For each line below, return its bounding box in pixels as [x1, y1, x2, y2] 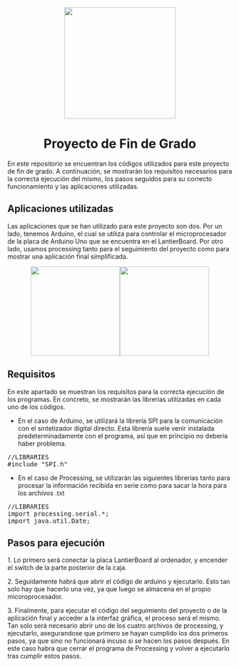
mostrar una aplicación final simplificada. [7, 252, 128, 261]
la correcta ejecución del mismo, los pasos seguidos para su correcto [7, 174, 213, 183]
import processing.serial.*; [7, 509, 109, 518]
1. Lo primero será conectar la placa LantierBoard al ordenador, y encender [7, 556, 228, 564]
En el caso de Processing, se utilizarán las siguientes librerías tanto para [17, 473, 230, 482]
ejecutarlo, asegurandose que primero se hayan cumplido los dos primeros [7, 629, 228, 638]
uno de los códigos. [7, 402, 66, 411]
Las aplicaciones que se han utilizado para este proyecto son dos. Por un [7, 221, 223, 230]
